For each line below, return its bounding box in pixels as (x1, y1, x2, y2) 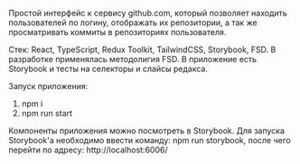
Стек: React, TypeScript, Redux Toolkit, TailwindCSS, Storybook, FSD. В (8, 44, 277, 55)
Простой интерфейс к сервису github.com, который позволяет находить (8, 8, 288, 18)
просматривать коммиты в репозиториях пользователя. (8, 27, 227, 37)
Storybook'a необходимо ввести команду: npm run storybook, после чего (8, 135, 291, 145)
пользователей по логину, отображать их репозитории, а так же (8, 17, 258, 28)
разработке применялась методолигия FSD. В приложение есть (8, 54, 258, 64)
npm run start (21, 108, 73, 118)
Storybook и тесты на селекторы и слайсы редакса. (8, 63, 209, 74)
